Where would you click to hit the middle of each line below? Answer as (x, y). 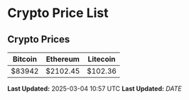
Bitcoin (25, 59)
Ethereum (63, 59)
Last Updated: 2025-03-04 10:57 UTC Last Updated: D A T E (95, 89)
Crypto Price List (58, 13)
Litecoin (102, 59)
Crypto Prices (39, 39)
